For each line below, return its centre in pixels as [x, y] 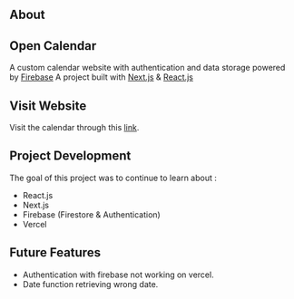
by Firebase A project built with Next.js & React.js [101, 77]
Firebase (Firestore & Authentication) [91, 214]
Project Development [70, 156]
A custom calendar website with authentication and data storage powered [147, 68]
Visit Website [48, 106]
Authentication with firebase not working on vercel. [118, 275]
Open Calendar [53, 46]
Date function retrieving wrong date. [90, 284]
